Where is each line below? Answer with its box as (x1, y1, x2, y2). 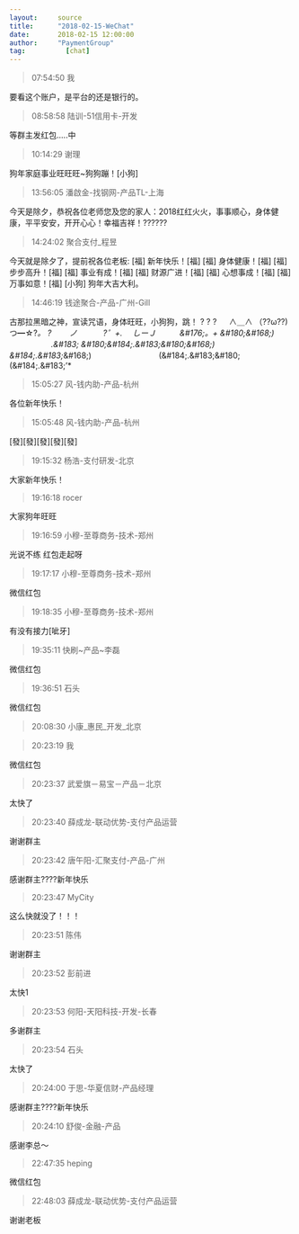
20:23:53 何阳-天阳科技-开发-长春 (31, 1006, 157, 1017)
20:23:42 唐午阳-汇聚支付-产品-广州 (31, 855, 166, 866)
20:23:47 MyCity (31, 892, 94, 903)
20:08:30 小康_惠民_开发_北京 (31, 721, 142, 732)
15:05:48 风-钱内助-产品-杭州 (31, 417, 140, 428)
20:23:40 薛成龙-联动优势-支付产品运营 (31, 817, 178, 827)
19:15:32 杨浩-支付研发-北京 (31, 455, 135, 466)
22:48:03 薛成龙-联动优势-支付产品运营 (31, 1195, 178, 1206)
